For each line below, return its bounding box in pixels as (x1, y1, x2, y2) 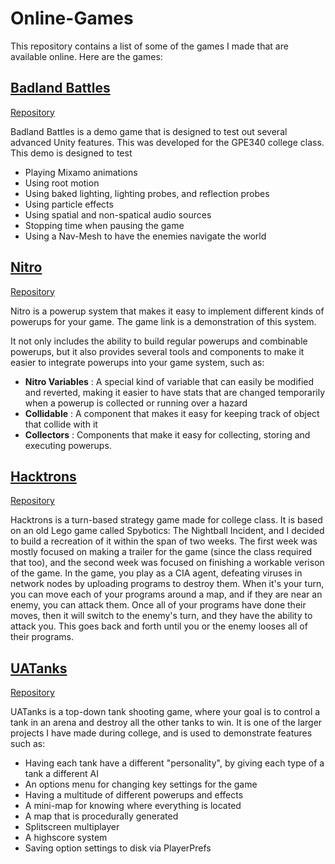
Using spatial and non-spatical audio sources (24, 208, 212, 221)
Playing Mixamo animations (24, 166, 138, 178)
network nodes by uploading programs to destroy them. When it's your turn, (10, 578, 325, 590)
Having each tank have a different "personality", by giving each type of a (24, 757, 325, 769)
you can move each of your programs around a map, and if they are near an (10, 588, 323, 601)
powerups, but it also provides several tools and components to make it (10, 345, 305, 357)
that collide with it (24, 418, 98, 430)
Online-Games (10, 7, 134, 30)
